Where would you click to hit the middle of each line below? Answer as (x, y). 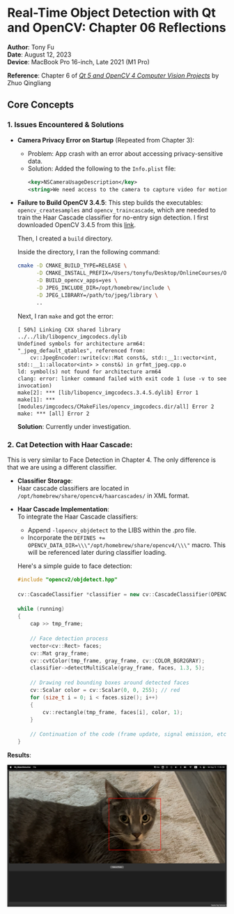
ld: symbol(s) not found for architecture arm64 (89, 372)
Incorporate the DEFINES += (67, 537)
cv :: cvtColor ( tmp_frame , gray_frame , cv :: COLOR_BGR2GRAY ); (118, 661)
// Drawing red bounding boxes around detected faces (110, 683)
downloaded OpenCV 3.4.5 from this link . (77, 225)
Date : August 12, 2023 (39, 55)
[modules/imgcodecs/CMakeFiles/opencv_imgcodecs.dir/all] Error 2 (116, 407)
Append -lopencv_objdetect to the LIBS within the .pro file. (112, 530)
